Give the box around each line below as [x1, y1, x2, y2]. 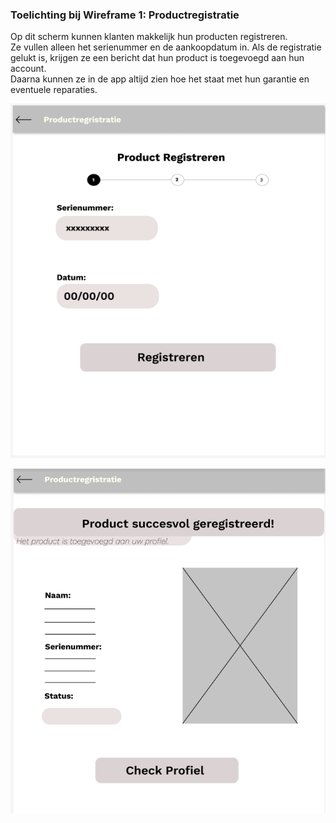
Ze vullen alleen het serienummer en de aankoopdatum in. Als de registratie [10, 41, 322, 53]
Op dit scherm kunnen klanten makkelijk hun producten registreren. [10, 31, 288, 43]
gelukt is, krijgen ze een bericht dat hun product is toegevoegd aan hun [10, 52, 305, 64]
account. [10, 63, 47, 75]
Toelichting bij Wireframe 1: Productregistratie [10, 8, 240, 22]
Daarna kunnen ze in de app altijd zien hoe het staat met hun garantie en [10, 73, 310, 85]
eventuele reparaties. [10, 84, 98, 96]
